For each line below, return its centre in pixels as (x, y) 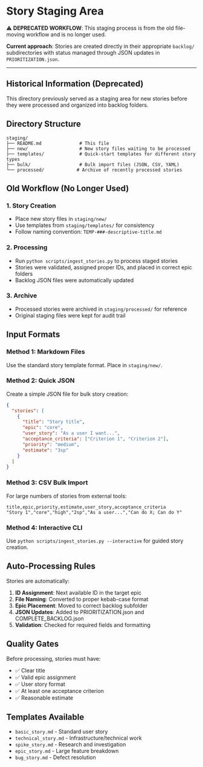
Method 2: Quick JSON (40, 380)
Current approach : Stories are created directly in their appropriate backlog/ (100, 46)
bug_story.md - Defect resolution (56, 757)
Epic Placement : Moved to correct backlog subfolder (81, 606)
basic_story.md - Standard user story (61, 732)
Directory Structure (44, 124)
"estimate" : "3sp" (45, 450)
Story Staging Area (55, 11)
